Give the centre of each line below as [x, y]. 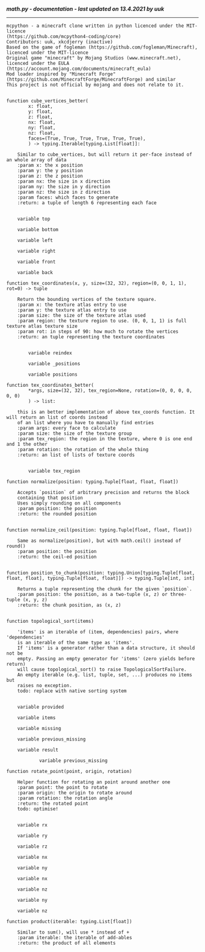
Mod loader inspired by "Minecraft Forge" [61, 74]
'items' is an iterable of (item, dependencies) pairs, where [98, 632]
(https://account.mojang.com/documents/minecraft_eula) [79, 69]
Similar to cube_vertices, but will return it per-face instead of [105, 154]
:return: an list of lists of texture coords [76, 455]
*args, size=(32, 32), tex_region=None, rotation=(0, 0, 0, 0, [110, 390]
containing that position [50, 498]
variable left [35, 240]
